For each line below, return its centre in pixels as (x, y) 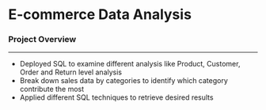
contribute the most (52, 89)
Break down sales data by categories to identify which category (123, 81)
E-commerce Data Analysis (100, 15)
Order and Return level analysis (71, 72)
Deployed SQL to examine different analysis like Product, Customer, (130, 64)
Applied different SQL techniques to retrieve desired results (116, 97)
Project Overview (42, 40)
